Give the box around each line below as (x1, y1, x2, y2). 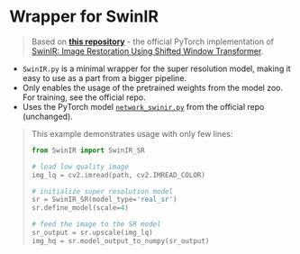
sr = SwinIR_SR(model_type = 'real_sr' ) (31, 195, 177, 204)
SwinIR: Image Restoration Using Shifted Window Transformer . (31, 45, 264, 56)
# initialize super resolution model (31, 186, 174, 195)
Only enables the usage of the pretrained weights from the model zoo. (22, 82, 284, 93)
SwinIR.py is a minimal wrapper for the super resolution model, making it (22, 63, 291, 74)
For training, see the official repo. (22, 92, 146, 103)
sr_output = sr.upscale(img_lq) (31, 228, 153, 238)
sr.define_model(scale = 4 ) (31, 204, 129, 213)
